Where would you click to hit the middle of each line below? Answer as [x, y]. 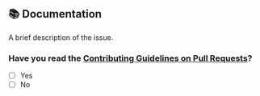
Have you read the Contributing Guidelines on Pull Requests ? [130, 58]
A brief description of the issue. [61, 37]
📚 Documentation [55, 14]
